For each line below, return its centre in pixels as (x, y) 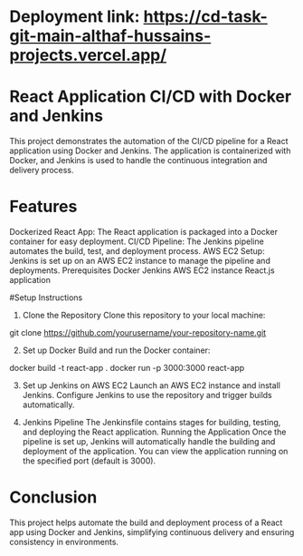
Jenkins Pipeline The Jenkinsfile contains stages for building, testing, (151, 423)
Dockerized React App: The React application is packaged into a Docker (144, 232)
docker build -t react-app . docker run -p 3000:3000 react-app (127, 368)
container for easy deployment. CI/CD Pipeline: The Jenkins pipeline (137, 241)
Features (43, 207)
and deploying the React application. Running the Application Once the (154, 432)
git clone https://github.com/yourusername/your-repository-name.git (138, 333)
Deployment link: (75, 17)
